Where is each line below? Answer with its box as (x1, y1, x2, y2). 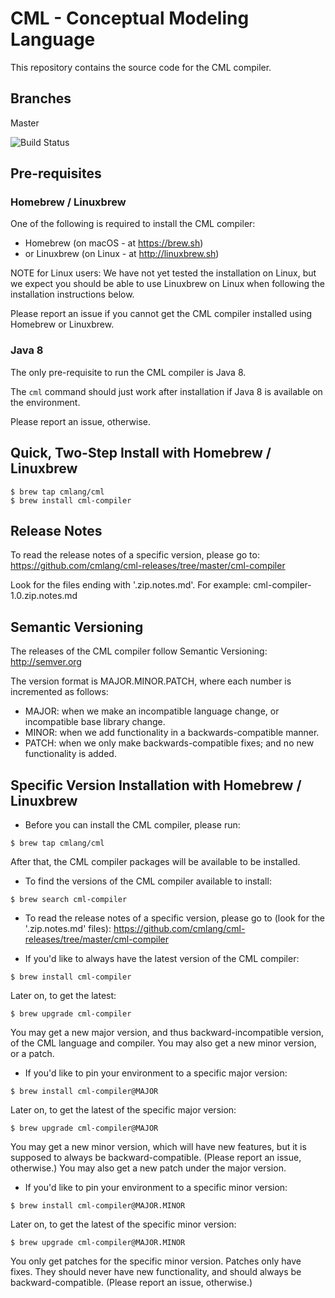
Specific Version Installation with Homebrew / (10, 777, 302, 794)
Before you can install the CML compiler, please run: (24, 818, 241, 831)
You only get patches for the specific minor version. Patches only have (10, 1255, 302, 1267)
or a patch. (10, 1047, 55, 1059)
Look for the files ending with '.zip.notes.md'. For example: (10, 579, 252, 591)
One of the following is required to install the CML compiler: (10, 218, 256, 230)
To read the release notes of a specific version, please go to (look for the (24, 912, 325, 924)
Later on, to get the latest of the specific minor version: (10, 1218, 237, 1230)
